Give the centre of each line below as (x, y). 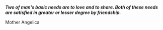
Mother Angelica (22, 22)
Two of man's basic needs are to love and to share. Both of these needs (82, 7)
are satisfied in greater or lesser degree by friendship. (63, 12)
